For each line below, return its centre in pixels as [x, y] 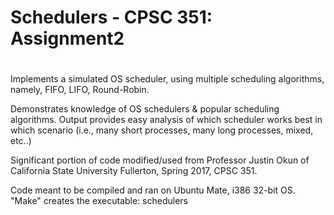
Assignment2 [67, 38]
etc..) [21, 141]
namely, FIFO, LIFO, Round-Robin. [80, 90]
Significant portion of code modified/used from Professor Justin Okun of [160, 160]
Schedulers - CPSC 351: [111, 17]
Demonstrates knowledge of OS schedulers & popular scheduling [145, 109]
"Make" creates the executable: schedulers [99, 201]
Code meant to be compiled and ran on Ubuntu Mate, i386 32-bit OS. [153, 190]
